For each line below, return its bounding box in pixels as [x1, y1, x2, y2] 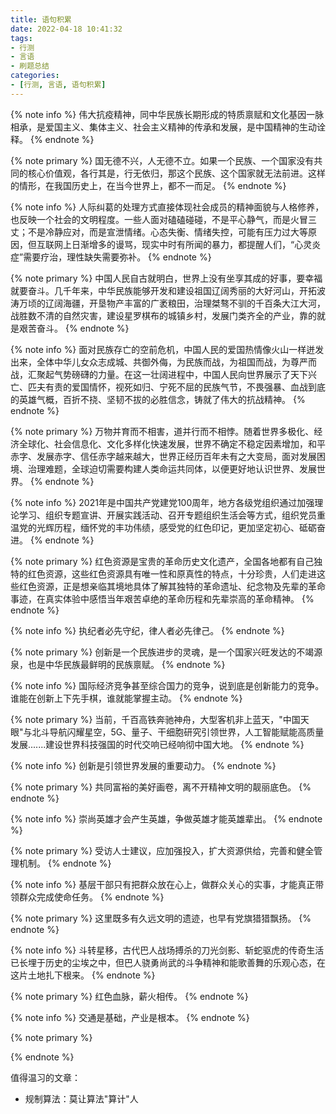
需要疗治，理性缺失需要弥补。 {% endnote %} [23, 251, 212, 263]
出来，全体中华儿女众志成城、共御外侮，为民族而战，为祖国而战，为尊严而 [10, 356, 317, 368]
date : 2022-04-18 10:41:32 [10, 24, 123, 34]
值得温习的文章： [10, 1071, 81, 1083]
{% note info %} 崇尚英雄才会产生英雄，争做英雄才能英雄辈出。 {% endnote [10, 812, 323, 825]
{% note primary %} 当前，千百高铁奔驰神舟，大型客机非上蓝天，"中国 [10, 713, 301, 725]
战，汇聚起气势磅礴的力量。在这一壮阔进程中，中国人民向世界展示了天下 [10, 368, 308, 380]
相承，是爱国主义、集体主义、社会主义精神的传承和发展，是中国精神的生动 [10, 121, 317, 133]
